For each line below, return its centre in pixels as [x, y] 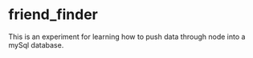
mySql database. [36, 44]
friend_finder [53, 15]
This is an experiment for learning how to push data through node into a [127, 37]
